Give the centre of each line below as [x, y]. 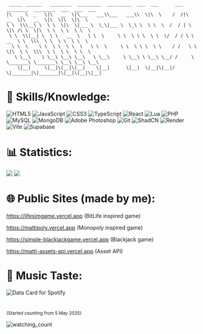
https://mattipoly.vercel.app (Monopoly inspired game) [74, 227]
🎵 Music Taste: [44, 276]
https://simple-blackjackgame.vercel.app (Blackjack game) [80, 239]
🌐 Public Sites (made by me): [81, 199]
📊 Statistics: [39, 152]
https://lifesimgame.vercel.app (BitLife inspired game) [74, 216]
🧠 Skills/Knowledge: [58, 97]
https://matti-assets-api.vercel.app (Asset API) [65, 251]
